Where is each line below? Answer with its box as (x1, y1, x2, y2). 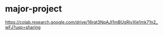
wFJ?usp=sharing (5, 24, 41, 30)
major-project (5, 3, 62, 14)
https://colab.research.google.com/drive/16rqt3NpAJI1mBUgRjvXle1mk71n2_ (5, 19, 158, 25)
